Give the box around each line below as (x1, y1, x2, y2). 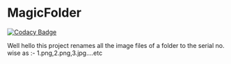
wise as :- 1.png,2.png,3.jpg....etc (7, 49, 103, 57)
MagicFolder (7, 5, 82, 21)
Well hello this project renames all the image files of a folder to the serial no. (7, 41, 225, 49)
